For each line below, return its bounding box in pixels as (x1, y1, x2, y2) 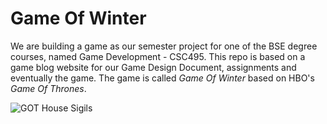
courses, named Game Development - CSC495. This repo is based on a (10, 50, 306, 62)
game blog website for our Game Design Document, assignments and (10, 61, 297, 73)
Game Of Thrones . (10, 82, 87, 94)
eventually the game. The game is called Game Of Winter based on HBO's (10, 72, 315, 84)
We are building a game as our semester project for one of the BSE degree (10, 40, 318, 52)
